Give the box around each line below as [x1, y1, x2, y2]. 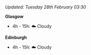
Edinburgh [5, 35, 27, 40]
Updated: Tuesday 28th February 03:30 [5, 4, 86, 10]
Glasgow [5, 14, 24, 19]
